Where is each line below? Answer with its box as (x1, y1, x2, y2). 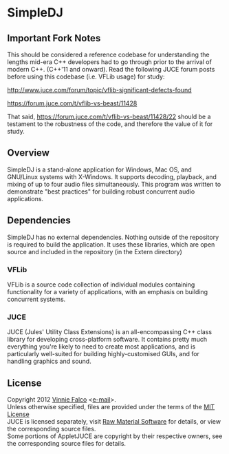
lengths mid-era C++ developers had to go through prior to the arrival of (7, 58, 212, 66)
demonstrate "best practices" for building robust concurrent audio (7, 187, 195, 196)
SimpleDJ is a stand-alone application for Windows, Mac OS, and (7, 165, 193, 174)
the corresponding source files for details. (7, 440, 126, 448)
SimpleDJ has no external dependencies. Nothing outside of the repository (7, 233, 219, 241)
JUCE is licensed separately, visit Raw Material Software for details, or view (7, 417, 221, 426)
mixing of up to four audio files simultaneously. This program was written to (7, 180, 221, 188)
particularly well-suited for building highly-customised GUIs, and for (7, 350, 199, 358)
